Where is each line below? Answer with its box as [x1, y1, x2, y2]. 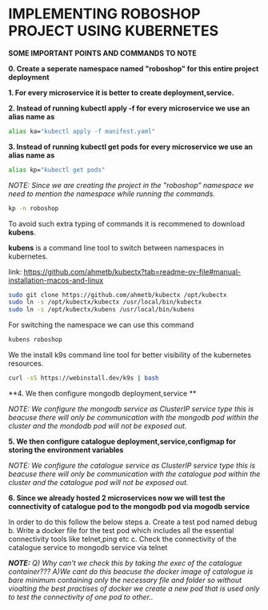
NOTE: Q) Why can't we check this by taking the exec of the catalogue [8, 558, 242, 568]
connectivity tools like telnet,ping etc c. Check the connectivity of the [8, 534, 238, 544]
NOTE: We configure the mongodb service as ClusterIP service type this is [8, 403, 254, 413]
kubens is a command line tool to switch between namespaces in [8, 243, 224, 252]
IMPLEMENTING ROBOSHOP [8, 5, 201, 23]
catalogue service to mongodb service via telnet [8, 542, 168, 552]
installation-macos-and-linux [8, 275, 104, 285]
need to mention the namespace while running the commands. [8, 189, 216, 199]
